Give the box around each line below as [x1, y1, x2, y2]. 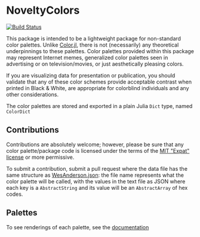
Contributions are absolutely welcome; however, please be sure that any [6, 141, 184, 148]
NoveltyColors [6, 4, 80, 17]
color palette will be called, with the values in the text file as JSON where [6, 177, 186, 185]
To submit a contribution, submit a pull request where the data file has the [6, 165, 188, 172]
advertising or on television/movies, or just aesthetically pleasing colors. [6, 60, 184, 67]
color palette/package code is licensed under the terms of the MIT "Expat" [6, 147, 190, 154]
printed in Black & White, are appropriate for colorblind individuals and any [6, 84, 189, 91]
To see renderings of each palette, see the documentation [6, 223, 149, 230]
